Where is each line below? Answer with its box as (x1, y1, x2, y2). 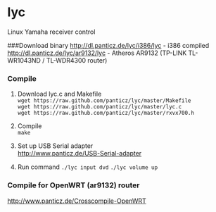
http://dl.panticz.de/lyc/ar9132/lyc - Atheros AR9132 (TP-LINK (7, 49, 187, 57)
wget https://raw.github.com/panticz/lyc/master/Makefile (17, 97, 191, 104)
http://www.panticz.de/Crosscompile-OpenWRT (7, 197, 146, 205)
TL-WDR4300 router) (46, 56, 108, 64)
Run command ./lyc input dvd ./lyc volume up (17, 163, 158, 171)
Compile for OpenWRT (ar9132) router (7, 180, 140, 190)
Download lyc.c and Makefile (17, 89, 102, 99)
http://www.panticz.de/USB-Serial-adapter (17, 149, 142, 158)
